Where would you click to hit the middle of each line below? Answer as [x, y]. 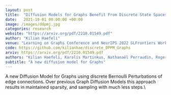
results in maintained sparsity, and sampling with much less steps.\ [76, 87]
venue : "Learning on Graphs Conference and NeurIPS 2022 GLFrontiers [81, 43]
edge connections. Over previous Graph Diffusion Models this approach [81, 82]
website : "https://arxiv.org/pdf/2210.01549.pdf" [59, 34]
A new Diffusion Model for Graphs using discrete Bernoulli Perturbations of [84, 76]
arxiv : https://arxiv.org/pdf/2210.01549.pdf [54, 52]
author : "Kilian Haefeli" [33, 39]
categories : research [28, 29]
